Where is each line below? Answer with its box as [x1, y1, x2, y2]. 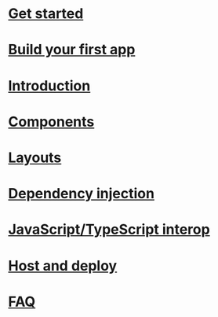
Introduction [8, 76, 91, 94]
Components [8, 112, 95, 131]
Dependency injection [8, 185, 155, 203]
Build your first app [8, 41, 136, 59]
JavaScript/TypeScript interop [8, 221, 210, 238]
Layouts [8, 149, 62, 166]
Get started [8, 5, 84, 23]
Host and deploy [8, 256, 118, 275]
